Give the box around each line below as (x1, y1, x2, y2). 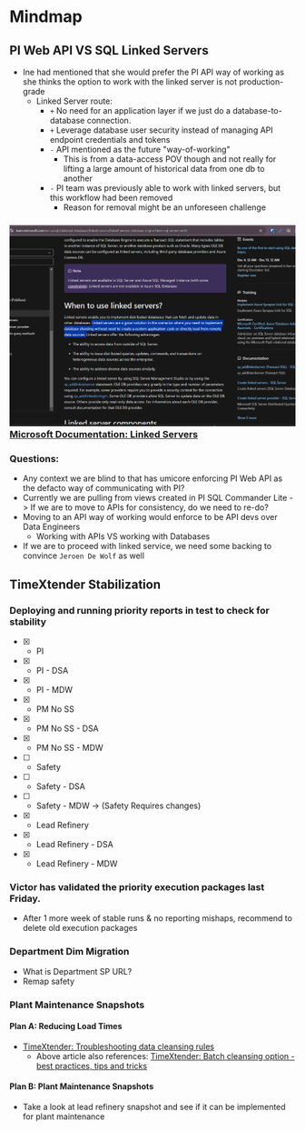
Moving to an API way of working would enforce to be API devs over (22, 512, 279, 523)
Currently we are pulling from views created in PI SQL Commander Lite (22, 493, 288, 504)
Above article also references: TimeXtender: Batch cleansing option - (35, 1050, 295, 1061)
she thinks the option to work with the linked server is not (22, 76, 238, 87)
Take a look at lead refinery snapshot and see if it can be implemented (22, 1102, 286, 1113)
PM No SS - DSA (35, 723, 100, 734)
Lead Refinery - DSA (35, 839, 113, 850)
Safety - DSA (35, 781, 86, 792)
